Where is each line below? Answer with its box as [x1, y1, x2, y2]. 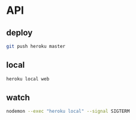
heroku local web [6, 76, 50, 82]
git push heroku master [6, 43, 66, 49]
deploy [6, 28, 33, 38]
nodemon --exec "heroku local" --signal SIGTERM [6, 109, 130, 115]
